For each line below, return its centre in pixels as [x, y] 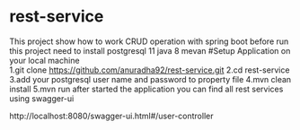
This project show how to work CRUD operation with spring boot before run [149, 41]
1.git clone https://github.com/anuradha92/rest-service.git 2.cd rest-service [150, 70]
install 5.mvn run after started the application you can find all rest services [146, 89]
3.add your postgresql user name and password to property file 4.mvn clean [150, 79]
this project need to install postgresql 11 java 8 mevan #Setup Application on [150, 50]
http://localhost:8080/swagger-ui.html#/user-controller [111, 116]
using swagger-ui [42, 98]
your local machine [44, 60]
